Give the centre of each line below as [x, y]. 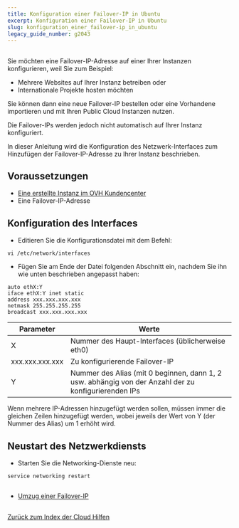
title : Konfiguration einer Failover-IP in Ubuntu [84, 14]
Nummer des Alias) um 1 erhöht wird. [62, 423]
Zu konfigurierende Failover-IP [122, 361]
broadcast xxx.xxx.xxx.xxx [47, 312]
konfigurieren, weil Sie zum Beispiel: [60, 68]
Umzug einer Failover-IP [53, 496]
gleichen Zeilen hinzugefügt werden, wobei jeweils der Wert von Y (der [111, 416]
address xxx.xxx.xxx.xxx [44, 300]
